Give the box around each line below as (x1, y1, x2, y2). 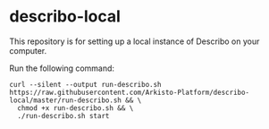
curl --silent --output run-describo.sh (9, 80, 163, 89)
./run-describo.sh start (17, 111, 110, 120)
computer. (9, 45, 47, 56)
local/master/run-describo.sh (9, 96, 122, 105)
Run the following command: (9, 63, 114, 73)
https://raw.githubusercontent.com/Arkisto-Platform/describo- (9, 88, 250, 97)
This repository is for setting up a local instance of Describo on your (9, 36, 260, 47)
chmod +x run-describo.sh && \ (17, 103, 134, 113)
